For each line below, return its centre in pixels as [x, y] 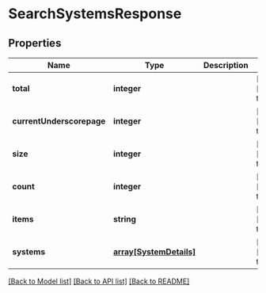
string [125, 219]
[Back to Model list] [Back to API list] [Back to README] [99, 281]
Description [226, 65]
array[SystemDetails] [155, 252]
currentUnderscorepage [59, 121]
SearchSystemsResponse [95, 14]
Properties [35, 43]
